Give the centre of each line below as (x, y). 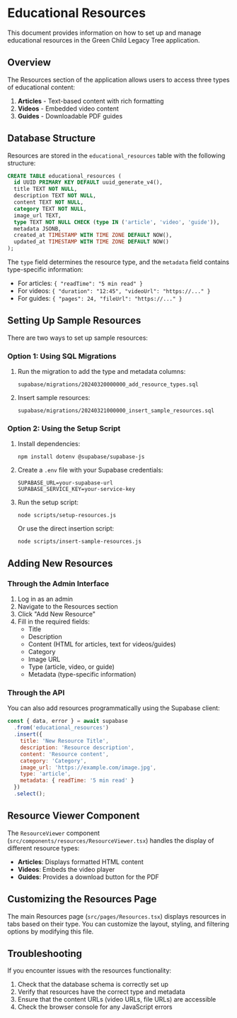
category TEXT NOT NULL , (50, 209)
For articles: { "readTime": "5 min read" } (80, 283)
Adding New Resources (60, 563)
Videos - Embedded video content (68, 109)
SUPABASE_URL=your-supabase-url (65, 483)
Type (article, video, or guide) (71, 667)
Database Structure (51, 139)
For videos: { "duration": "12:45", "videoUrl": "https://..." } (114, 291)
